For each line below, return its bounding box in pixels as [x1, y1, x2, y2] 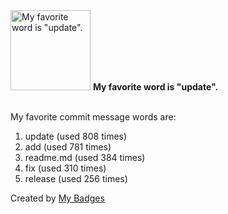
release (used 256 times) [24, 173, 128, 184]
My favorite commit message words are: [10, 111, 177, 123]
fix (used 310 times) [24, 162, 107, 174]
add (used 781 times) [24, 141, 112, 153]
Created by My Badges [10, 192, 105, 204]
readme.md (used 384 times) [24, 152, 146, 163]
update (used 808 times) [24, 130, 128, 142]
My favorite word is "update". [92, 81, 219, 93]
